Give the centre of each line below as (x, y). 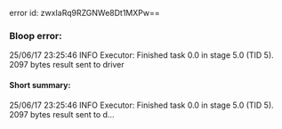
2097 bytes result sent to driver (67, 65)
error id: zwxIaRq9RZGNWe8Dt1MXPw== (85, 13)
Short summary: (40, 85)
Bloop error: (36, 36)
